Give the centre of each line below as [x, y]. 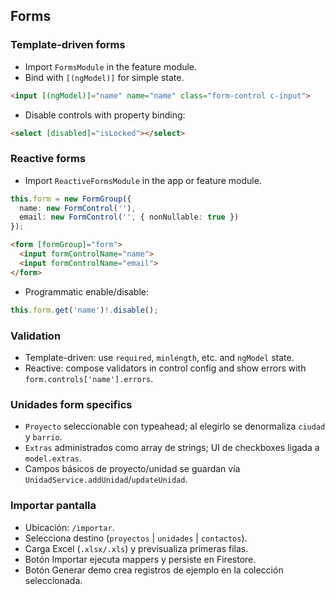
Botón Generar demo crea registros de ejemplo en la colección [154, 570]
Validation [36, 336]
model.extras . [53, 458]
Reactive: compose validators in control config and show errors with [165, 368]
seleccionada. [53, 580]
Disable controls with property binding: [105, 115]
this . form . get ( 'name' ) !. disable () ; [84, 310]
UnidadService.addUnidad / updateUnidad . [106, 480]
